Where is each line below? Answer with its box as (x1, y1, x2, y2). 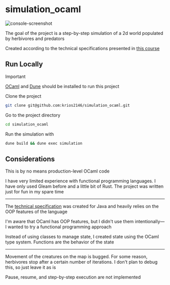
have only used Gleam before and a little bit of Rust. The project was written (5, 183, 164, 189)
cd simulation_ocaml (5, 121, 49, 127)
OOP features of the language (5, 209, 68, 215)
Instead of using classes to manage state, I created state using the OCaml (5, 234, 159, 240)
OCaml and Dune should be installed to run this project (5, 83, 119, 89)
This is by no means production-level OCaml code (5, 168, 110, 174)
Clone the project (5, 93, 41, 99)
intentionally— (135, 219, 165, 225)
